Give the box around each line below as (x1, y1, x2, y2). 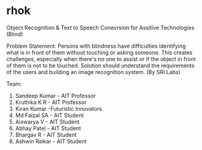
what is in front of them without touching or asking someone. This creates (6, 48, 193, 56)
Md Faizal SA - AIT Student (15, 111, 84, 119)
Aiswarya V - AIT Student (15, 118, 80, 126)
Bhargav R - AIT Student (15, 131, 77, 138)
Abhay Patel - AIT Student (15, 124, 81, 132)
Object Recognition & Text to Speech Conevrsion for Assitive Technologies (6, 24, 195, 31)
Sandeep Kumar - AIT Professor (15, 92, 96, 99)
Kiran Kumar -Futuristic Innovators (15, 105, 102, 112)
